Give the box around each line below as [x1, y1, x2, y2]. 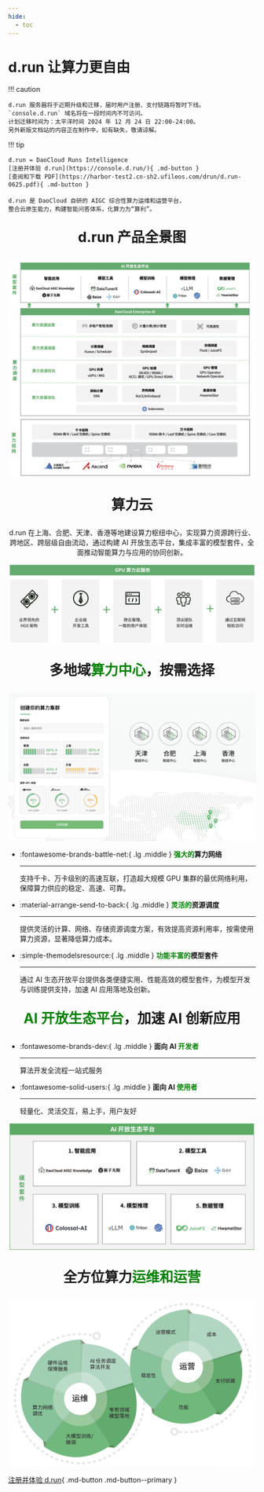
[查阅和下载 [8, 173, 42, 181]
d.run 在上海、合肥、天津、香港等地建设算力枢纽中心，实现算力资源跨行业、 [9, 528, 255, 537]
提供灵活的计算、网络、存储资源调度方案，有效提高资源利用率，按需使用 [19, 924, 254, 933]
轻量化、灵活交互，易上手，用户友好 [19, 1106, 137, 1116]
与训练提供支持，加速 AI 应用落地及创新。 [19, 984, 155, 994]
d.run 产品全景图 [78, 229, 186, 247]
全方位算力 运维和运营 [62, 1268, 202, 1286]
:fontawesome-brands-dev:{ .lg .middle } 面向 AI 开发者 [19, 1041, 199, 1050]
